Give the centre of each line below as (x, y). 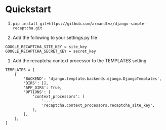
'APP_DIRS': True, (43, 88)
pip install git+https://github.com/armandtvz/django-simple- (79, 24)
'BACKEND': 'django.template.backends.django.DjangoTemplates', (93, 79)
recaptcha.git (27, 28)
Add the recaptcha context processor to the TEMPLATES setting (79, 60)
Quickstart (28, 9)
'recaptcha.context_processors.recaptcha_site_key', (98, 105)
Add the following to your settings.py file (55, 37)
